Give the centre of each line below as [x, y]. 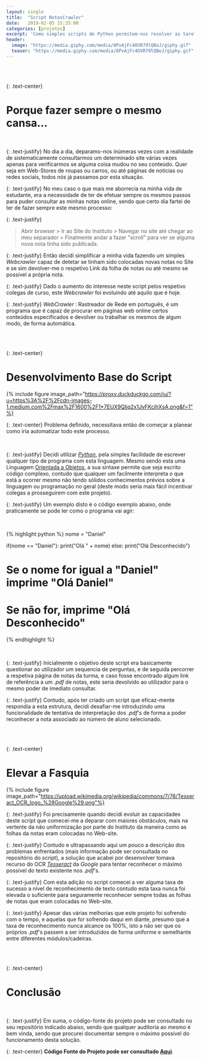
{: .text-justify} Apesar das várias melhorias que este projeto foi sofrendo [96, 913]
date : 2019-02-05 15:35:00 [42, 23]
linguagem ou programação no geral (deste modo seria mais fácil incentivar [100, 486]
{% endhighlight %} [31, 639]
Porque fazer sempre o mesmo [84, 110]
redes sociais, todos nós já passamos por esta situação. [75, 177]
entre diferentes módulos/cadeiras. [49, 938]
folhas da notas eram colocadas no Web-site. [62, 833]
